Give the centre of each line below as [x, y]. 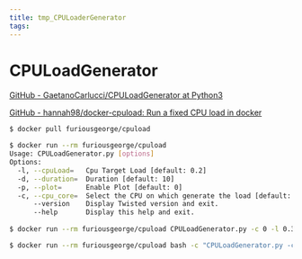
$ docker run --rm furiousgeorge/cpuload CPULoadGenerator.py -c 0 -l [144, 229]
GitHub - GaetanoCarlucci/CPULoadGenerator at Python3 [116, 95]
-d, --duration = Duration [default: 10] [96, 179]
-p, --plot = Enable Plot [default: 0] [100, 187]
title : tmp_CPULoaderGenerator [68, 18]
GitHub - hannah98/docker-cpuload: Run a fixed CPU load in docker [136, 112]
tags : [19, 26]
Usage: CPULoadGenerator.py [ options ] [82, 154]
